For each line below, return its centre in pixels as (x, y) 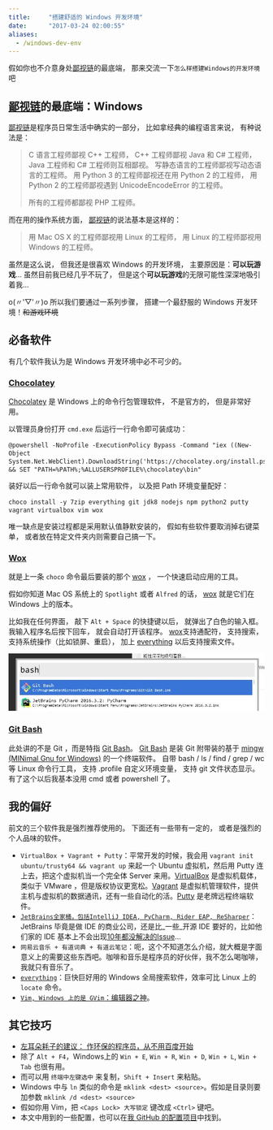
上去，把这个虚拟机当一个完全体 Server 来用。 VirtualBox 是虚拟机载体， (141, 875)
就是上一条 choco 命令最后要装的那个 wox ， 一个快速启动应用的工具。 (126, 577)
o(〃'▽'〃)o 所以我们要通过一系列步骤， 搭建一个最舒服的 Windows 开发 (130, 302)
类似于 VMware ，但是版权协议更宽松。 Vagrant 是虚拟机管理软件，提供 (139, 885)
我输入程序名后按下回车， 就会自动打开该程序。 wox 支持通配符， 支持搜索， (136, 632)
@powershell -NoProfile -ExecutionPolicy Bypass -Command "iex (118, 446)
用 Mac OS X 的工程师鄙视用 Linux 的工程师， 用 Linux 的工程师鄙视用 (145, 237)
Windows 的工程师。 (63, 247)
